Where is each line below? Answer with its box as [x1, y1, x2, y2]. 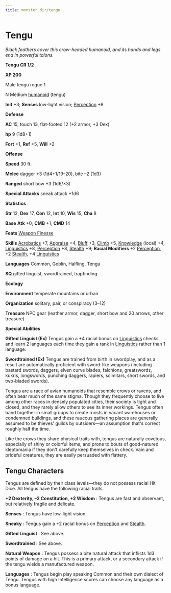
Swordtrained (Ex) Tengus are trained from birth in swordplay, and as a [5, 356, 156, 362]
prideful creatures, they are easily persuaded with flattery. [5, 452, 128, 458]
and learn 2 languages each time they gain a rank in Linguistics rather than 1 [5, 341, 165, 347]
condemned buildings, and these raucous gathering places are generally [5, 415, 158, 421]
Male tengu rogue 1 [5, 81, 46, 87]
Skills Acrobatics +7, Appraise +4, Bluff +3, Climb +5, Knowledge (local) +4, [5, 240, 165, 246]
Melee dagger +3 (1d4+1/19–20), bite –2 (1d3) [5, 171, 101, 177]
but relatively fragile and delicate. [5, 501, 76, 507]
